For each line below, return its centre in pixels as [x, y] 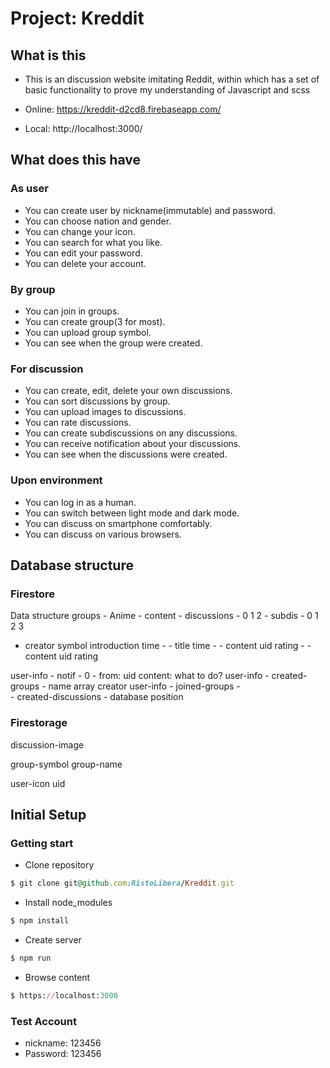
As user [29, 189]
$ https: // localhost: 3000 [64, 995]
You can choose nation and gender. [98, 221]
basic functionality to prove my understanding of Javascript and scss [167, 90]
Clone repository [59, 865]
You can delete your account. [85, 263]
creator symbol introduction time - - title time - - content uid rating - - [168, 646]
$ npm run [31, 958]
